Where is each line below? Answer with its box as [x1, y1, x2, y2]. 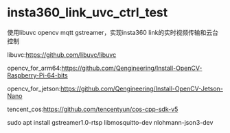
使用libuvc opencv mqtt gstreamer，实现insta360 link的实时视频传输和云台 [7, 28, 218, 36]
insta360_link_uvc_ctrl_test [7, 5, 168, 21]
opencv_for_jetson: [7, 84, 61, 93]
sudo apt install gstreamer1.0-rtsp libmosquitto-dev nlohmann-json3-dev [7, 118, 214, 126]
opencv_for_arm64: [7, 64, 62, 72]
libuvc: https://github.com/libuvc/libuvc [7, 50, 117, 59]
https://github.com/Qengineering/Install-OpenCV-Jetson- [60, 84, 223, 93]
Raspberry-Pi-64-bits [7, 71, 68, 80]
